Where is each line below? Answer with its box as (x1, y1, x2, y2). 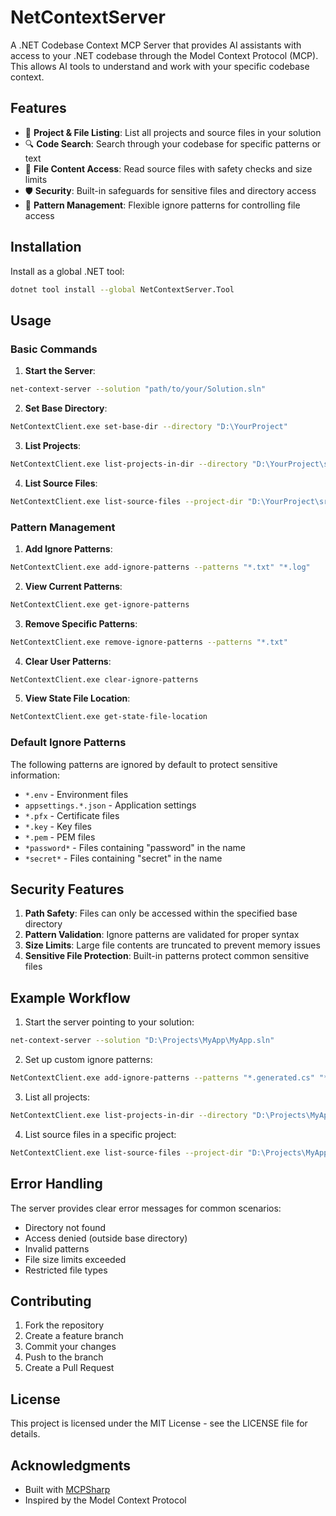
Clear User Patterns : (24, 655, 112, 667)
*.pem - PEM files (24, 831, 96, 843)
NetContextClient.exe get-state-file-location (10, 712, 208, 722)
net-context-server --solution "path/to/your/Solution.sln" (10, 384, 267, 395)
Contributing (10, 1292, 92, 1310)
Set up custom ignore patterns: (24, 1054, 153, 1066)
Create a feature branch (24, 1330, 124, 1342)
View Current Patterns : (24, 580, 123, 592)
